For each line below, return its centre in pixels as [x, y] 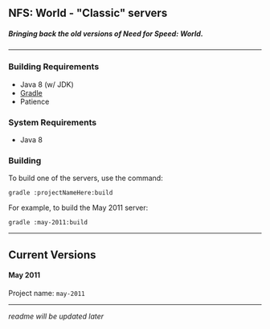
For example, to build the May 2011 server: [78, 208]
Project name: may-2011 [47, 293]
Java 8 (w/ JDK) [47, 84]
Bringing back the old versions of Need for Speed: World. [106, 33]
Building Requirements [54, 67]
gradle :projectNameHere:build [61, 193]
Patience [35, 101]
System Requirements [53, 122]
